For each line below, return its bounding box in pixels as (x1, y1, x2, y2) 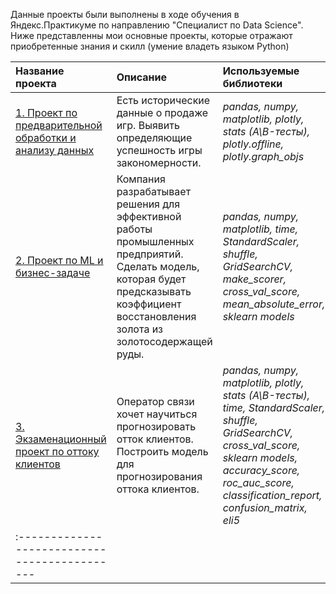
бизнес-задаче (15, 266, 91, 279)
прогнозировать (116, 420, 197, 433)
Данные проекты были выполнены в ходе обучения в (10, 9, 240, 20)
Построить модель (116, 445, 209, 458)
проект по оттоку (15, 445, 100, 458)
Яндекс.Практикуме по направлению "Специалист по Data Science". (10, 19, 304, 31)
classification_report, (222, 489, 323, 502)
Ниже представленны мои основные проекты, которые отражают (10, 30, 293, 41)
